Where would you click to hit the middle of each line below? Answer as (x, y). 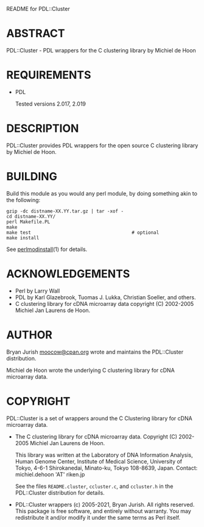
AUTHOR (30, 335)
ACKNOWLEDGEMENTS (68, 274)
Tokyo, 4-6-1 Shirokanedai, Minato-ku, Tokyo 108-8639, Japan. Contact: (106, 468)
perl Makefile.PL (28, 222)
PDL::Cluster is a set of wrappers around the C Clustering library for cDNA (100, 418)
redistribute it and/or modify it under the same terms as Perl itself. (98, 517)
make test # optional (83, 232)
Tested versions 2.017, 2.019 (51, 104)
